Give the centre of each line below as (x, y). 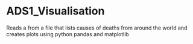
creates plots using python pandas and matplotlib (68, 34)
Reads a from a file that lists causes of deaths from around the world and (97, 28)
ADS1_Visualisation (55, 11)
